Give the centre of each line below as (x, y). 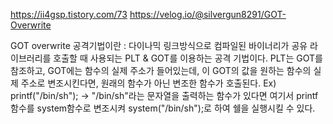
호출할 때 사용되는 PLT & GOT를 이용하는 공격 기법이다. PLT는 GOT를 (188, 58)
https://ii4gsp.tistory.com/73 (69, 14)
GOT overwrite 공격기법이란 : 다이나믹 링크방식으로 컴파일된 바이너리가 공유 (159, 45)
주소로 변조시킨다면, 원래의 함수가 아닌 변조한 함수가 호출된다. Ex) (148, 83)
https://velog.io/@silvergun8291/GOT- (208, 14)
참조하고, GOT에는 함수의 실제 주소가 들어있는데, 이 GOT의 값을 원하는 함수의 (161, 70)
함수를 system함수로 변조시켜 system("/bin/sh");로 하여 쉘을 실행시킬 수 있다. (163, 108)
